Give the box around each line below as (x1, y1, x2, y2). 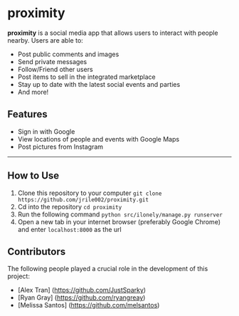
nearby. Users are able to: (7, 36, 83, 44)
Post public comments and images (17, 50, 119, 58)
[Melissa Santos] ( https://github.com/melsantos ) (17, 301, 160, 310)
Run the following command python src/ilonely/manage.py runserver (17, 210, 223, 218)
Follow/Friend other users (17, 65, 94, 73)
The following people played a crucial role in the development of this (7, 265, 208, 273)
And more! (17, 88, 49, 96)
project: (7, 272, 31, 280)
